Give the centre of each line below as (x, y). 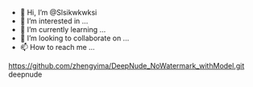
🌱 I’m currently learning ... (63, 29)
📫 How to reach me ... (57, 47)
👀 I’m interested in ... (54, 21)
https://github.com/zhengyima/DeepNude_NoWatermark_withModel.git (126, 66)
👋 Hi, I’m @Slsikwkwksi (58, 12)
